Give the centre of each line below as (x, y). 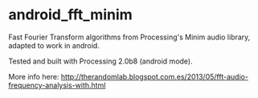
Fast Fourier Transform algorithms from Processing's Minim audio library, (129, 37)
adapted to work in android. (54, 45)
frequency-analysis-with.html (57, 85)
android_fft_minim (70, 15)
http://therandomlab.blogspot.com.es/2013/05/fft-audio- (155, 76)
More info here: (34, 76)
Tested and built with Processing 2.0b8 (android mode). (100, 61)
